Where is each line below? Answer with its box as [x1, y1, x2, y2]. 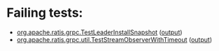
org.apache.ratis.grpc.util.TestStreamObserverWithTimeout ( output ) [16, 35, 213, 43]
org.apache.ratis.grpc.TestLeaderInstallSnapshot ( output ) [16, 28, 183, 36]
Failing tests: [6, 5, 83, 21]
